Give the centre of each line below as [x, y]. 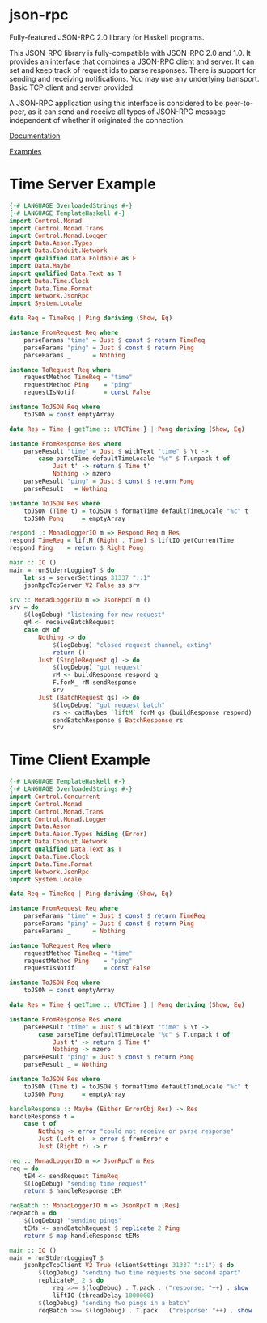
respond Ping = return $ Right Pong [76, 548]
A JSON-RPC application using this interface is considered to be [116, 103]
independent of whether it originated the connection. [97, 120]
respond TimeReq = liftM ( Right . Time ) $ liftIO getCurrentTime [121, 541]
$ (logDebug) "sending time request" [86, 1184]
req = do [24, 1169]
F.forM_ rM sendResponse [94, 683]
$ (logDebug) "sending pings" [73, 1221]
